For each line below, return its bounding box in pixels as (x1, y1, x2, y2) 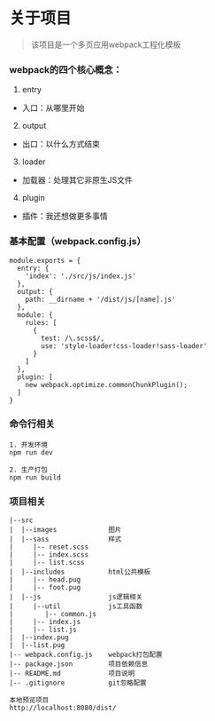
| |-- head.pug (9, 575, 81, 584)
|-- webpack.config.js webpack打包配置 (9, 650, 163, 660)
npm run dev (9, 448, 53, 457)
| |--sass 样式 (9, 535, 122, 544)
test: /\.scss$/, (41, 334, 104, 343)
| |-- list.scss (9, 559, 86, 567)
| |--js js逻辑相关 (9, 592, 143, 602)
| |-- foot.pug (9, 583, 81, 592)
